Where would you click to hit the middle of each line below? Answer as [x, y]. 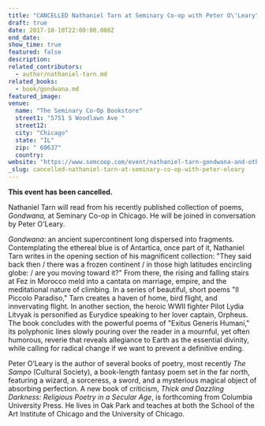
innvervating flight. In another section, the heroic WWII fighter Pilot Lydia [126, 306]
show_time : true [35, 45]
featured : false [35, 52]
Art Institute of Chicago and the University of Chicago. [97, 414]
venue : [19, 103]
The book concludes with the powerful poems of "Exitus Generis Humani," [129, 323]
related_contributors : [45, 67]
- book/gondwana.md [47, 89]
